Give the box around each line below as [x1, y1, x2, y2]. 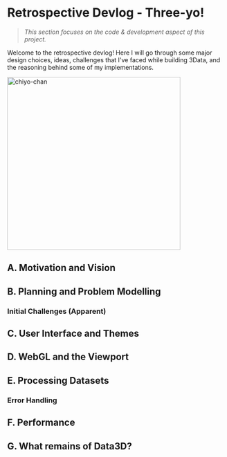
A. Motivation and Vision [7, 262, 116, 274]
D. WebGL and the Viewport [7, 351, 129, 363]
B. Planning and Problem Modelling [7, 286, 161, 297]
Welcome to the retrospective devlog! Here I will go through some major [7, 48, 212, 57]
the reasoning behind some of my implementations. [7, 63, 154, 71]
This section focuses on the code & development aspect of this [24, 28, 206, 36]
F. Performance [7, 417, 75, 429]
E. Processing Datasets [7, 375, 109, 386]
